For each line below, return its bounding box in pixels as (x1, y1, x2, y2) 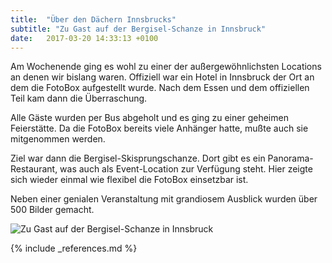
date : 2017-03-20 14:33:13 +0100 (10, 33, 159, 43)
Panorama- (267, 152, 314, 165)
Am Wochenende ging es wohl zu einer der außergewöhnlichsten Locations (10, 61, 322, 73)
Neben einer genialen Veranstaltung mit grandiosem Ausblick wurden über (10, 193, 318, 205)
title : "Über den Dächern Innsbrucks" (10, 14, 177, 25)
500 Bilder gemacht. (10, 204, 95, 216)
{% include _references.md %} (10, 242, 138, 255)
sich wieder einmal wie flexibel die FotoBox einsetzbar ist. (10, 174, 249, 186)
